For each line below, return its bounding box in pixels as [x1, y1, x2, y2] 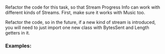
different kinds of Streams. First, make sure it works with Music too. [5, 9, 145, 15]
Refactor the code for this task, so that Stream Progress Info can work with [5, 4, 160, 10]
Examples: [5, 42, 32, 49]
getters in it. [5, 30, 30, 35]
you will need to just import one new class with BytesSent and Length [5, 24, 149, 30]
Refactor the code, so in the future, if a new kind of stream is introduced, [5, 19, 156, 25]
